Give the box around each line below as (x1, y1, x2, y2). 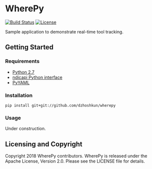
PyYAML (12, 79, 30, 85)
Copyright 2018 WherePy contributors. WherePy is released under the (5, 153, 148, 159)
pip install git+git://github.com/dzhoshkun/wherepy (5, 103, 116, 108)
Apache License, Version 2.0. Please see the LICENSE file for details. (5, 158, 145, 164)
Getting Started (5, 43, 54, 52)
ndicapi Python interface (12, 74, 63, 80)
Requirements (5, 58, 40, 65)
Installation (5, 92, 33, 99)
